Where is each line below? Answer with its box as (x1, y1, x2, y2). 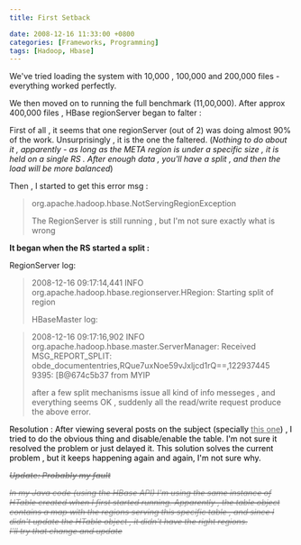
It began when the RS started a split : (9, 242, 150, 253)
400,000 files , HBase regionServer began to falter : (9, 107, 202, 118)
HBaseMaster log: (31, 314, 98, 325)
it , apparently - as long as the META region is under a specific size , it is (9, 144, 279, 155)
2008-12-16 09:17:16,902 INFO (31, 332, 145, 342)
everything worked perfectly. (9, 80, 117, 91)
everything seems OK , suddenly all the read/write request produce (31, 397, 282, 408)
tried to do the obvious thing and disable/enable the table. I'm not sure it (9, 433, 278, 444)
